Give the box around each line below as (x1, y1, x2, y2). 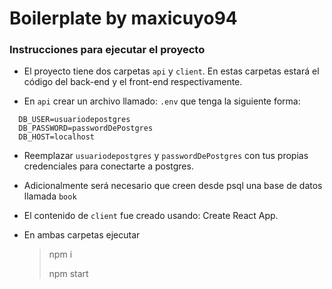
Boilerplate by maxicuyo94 (9, 7, 238, 30)
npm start (48, 268, 89, 280)
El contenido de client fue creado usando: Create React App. (23, 210, 279, 222)
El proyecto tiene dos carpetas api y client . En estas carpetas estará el (23, 65, 320, 77)
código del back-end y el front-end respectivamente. (23, 76, 243, 88)
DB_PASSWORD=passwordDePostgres (18, 123, 154, 134)
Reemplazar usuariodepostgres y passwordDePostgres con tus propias (23, 150, 309, 162)
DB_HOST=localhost (18, 132, 96, 142)
